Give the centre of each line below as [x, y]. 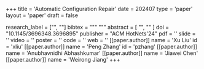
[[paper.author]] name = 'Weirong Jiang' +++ [63, 60]
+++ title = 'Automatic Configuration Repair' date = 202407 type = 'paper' [99, 9]
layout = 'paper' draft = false [42, 15]
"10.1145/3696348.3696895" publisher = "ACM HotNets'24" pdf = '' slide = [101, 34]
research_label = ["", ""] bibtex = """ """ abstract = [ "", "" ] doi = [88, 27]
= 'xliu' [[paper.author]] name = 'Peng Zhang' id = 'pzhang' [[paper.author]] [101, 46]
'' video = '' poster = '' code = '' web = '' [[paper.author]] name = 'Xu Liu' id [101, 40]
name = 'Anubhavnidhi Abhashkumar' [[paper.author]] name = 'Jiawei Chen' [102, 53]
